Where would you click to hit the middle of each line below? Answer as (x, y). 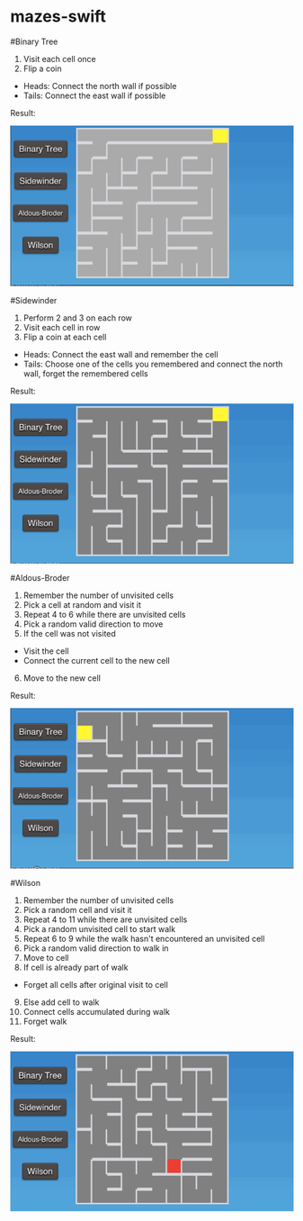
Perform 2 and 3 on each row (78, 318)
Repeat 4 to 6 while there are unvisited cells (104, 615)
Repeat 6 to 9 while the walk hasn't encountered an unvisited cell (144, 938)
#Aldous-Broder (40, 578)
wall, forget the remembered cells (85, 373)
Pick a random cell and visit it (78, 909)
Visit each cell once (60, 59)
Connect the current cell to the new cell (96, 661)
